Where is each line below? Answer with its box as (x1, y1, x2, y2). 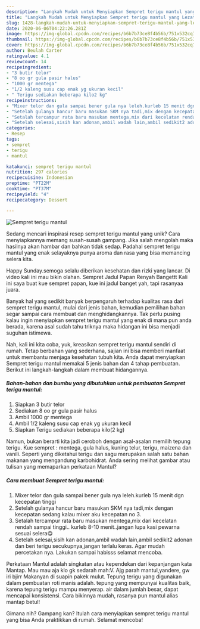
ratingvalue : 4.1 (6, 53, 49, 59)
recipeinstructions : (6, 97, 58, 103)
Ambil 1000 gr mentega (14, 414, 73, 421)
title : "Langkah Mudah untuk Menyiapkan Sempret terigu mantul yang (6, 14, 180, 20)
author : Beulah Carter (6, 48, 62, 54)
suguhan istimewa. (6, 329, 52, 336)
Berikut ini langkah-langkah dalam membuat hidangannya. (6, 366, 149, 373)
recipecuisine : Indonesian (6, 175, 73, 181)
